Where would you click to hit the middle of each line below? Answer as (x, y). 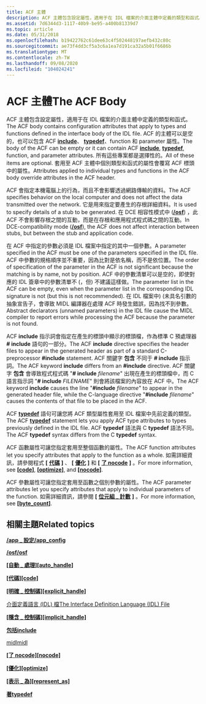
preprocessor (24, 358)
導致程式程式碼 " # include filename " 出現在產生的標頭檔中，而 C (112, 373)
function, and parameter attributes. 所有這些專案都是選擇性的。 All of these (101, 155)
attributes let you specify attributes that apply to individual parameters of (99, 489)
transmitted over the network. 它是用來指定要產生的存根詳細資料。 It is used (102, 205)
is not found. (22, 324)
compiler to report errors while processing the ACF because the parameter (101, 317)
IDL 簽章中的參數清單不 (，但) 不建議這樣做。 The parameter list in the (106, 282)
